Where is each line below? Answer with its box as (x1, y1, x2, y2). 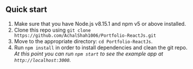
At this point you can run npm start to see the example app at (13, 50, 164, 57)
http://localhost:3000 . (13, 56, 72, 63)
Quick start (5, 5, 48, 15)
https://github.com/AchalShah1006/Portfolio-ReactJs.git (13, 32, 157, 39)
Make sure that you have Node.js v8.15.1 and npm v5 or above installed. (13, 20, 186, 27)
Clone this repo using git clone (13, 26, 92, 33)
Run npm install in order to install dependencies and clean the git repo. (13, 44, 188, 51)
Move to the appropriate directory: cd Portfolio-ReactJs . (13, 37, 153, 44)
